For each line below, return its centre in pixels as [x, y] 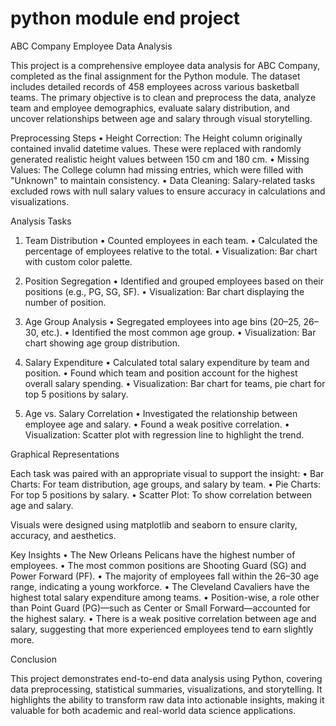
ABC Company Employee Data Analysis [91, 46]
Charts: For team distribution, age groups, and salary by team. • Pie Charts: [166, 484]
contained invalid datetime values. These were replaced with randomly [156, 148]
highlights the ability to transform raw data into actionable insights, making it [167, 699]
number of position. [65, 302]
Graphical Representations [65, 454]
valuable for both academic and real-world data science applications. [153, 710]
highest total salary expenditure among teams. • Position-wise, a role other [165, 597]
